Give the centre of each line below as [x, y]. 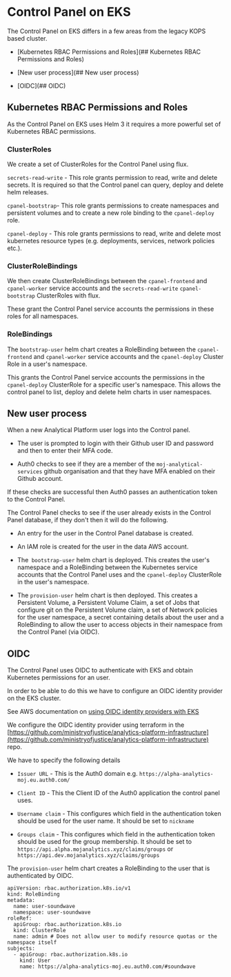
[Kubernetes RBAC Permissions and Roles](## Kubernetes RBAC [109, 52]
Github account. [40, 479]
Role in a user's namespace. [47, 364]
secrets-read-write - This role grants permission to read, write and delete [112, 178]
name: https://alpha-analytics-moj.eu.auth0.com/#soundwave [108, 967]
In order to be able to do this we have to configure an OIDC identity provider [115, 691]
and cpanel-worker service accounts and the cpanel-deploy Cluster [129, 356]
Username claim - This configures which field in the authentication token [119, 814]
